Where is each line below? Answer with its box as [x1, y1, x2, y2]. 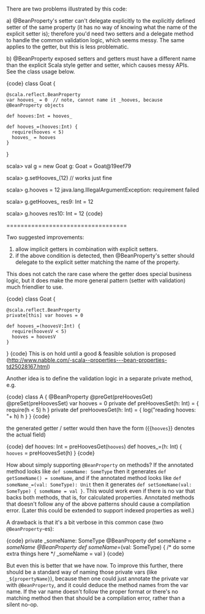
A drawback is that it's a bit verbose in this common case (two [6, 519, 164, 526]
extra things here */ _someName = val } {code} [6, 550, 124, 557]
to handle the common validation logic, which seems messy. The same [6, 37, 185, 43]
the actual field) [6, 431, 46, 438]
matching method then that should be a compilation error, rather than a [6, 594, 185, 602]
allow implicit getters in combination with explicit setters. [15, 245, 158, 253]
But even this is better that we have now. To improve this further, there [6, 562, 184, 569]
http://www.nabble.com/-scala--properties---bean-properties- [8, 356, 167, 364]
